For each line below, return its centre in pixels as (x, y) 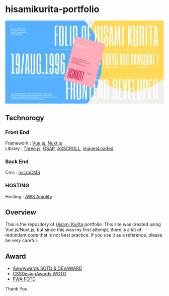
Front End (17, 132)
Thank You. (17, 289)
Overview (21, 212)
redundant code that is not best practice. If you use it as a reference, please (84, 235)
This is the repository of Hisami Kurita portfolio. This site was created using (83, 225)
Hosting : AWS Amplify (29, 196)
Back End (17, 161)
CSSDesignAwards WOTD (39, 274)
